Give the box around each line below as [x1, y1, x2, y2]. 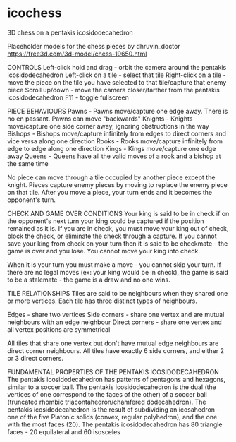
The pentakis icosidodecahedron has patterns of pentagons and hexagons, [7, 375, 226, 383]
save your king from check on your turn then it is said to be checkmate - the [7, 239, 228, 248]
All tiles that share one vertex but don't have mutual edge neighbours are [7, 339, 219, 347]
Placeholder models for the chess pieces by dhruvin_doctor [7, 42, 181, 50]
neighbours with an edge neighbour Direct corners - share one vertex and [7, 318, 222, 326]
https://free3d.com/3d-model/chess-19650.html [7, 49, 147, 58]
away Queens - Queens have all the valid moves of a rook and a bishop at [7, 152, 221, 160]
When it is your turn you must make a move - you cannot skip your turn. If [7, 260, 222, 269]
